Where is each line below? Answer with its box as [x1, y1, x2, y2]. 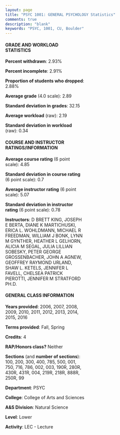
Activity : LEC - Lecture [5, 423, 54, 429]
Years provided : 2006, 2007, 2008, [5, 303, 78, 309]
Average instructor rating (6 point [5, 186, 76, 192]
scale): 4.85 [5, 161, 30, 167]
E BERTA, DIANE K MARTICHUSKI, [5, 222, 76, 228]
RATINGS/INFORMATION [5, 144, 58, 150]
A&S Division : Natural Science [5, 404, 69, 410]
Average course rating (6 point [5, 156, 70, 162]
